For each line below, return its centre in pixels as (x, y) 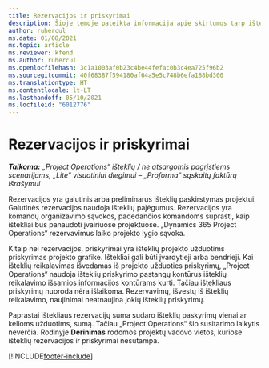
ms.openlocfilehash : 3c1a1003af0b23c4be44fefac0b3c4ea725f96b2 (116, 68)
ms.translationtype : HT (48, 82)
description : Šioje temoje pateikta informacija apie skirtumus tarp (127, 23)
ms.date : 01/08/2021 (43, 38)
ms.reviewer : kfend (41, 53)
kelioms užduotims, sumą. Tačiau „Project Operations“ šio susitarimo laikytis (134, 324)
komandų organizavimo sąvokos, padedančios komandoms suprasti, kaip (129, 216)
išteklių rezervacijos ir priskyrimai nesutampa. (84, 341)
